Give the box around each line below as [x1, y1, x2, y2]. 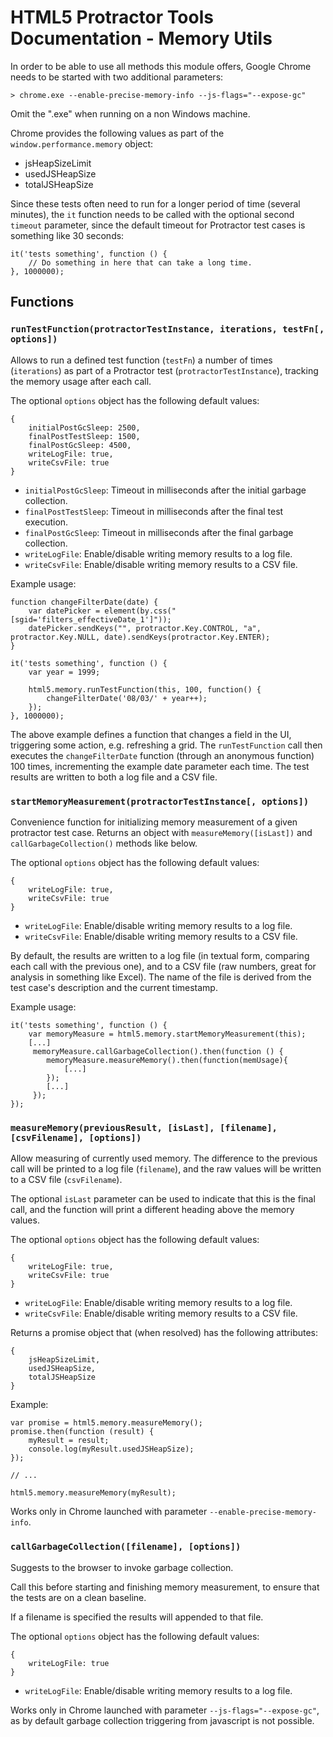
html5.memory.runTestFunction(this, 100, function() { [28, 684, 262, 695]
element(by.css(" [104, 606, 177, 616]
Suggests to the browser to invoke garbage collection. [10, 1561, 234, 1573]
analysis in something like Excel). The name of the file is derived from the [10, 971, 312, 983]
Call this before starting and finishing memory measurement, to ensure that [10, 1581, 320, 1593]
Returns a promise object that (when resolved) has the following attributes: [10, 1327, 319, 1339]
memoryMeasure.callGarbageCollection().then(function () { [32, 1046, 284, 1056]
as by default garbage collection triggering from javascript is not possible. [10, 1714, 315, 1726]
